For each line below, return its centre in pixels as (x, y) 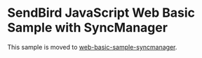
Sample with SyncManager (88, 28)
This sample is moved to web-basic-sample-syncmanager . (92, 47)
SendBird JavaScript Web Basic (101, 13)
